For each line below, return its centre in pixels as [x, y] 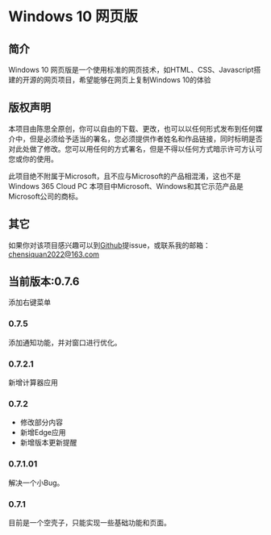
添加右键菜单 [29, 303]
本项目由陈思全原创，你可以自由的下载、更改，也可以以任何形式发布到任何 [132, 128]
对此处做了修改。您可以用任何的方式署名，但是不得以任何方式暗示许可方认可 [135, 148]
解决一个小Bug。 [36, 483]
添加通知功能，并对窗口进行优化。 [65, 342]
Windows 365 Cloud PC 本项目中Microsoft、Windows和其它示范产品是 [126, 186]
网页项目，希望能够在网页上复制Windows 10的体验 [127, 80]
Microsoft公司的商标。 [46, 196]
